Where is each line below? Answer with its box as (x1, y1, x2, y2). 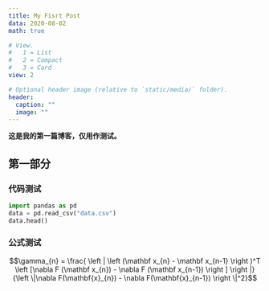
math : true (8, 27, 45, 35)
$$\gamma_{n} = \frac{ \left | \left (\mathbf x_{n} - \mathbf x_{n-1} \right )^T (9, 256, 261, 265)
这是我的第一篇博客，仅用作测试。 (8, 131, 121, 141)
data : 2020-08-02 (8, 19, 67, 27)
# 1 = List (8, 49, 52, 57)
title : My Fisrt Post (8, 11, 81, 20)
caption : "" (15, 100, 56, 109)
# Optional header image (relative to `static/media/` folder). (8, 85, 228, 93)
